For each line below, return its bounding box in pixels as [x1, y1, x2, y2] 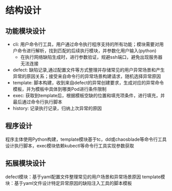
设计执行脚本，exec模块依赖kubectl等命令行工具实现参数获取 [5, 142, 134, 148]
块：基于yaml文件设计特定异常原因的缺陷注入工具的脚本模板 [5, 180, 132, 186]
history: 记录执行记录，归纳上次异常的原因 [12, 105, 102, 111]
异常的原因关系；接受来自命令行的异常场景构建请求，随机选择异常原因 [12, 73, 161, 79]
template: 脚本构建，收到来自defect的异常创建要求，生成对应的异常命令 [12, 80, 164, 86]
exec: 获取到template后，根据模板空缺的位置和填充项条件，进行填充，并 [12, 93, 165, 98]
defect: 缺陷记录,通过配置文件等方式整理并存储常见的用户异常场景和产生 [12, 67, 165, 73]
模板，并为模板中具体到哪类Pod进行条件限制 [12, 86, 106, 92]
